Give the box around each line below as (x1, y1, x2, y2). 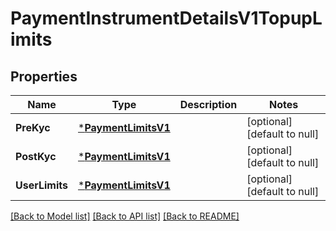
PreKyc (15, 121, 51, 134)
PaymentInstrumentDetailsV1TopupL (10, 7, 323, 30)
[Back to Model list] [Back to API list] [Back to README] (10, 210, 240, 222)
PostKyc (15, 150, 57, 163)
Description (179, 98, 238, 111)
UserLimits (15, 178, 68, 192)
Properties (10, 68, 78, 85)
